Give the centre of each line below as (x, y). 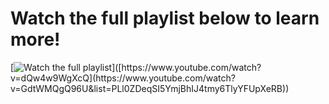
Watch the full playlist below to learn (165, 18)
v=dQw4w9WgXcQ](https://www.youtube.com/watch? (123, 78)
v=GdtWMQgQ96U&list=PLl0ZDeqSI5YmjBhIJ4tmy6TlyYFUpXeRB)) (150, 88)
